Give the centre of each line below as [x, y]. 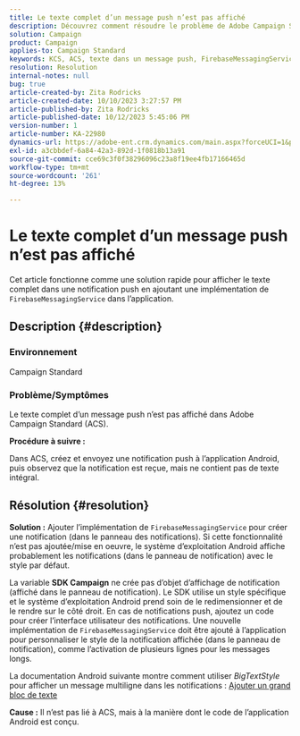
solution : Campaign [46, 34]
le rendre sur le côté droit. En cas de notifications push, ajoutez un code [142, 611]
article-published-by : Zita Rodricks [79, 109]
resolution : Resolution [54, 68]
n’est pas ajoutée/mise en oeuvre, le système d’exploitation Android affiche [147, 546]
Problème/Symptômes [59, 394]
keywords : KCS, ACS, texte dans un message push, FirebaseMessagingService [153, 59]
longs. [21, 658]
